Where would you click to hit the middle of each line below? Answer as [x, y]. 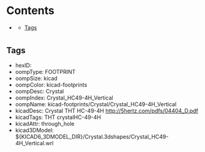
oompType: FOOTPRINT [45, 71]
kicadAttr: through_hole [45, 123]
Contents [31, 11]
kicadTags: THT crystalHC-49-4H [58, 117]
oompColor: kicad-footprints [51, 85]
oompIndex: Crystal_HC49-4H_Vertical [64, 98]
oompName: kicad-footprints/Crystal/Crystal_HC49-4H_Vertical [96, 104]
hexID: [23, 65]
